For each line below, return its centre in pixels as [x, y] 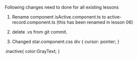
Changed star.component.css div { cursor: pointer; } [65, 41]
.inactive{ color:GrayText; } [32, 51]
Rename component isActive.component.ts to [59, 17]
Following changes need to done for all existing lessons [62, 7]
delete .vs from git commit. [40, 32]
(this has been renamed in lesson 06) [95, 22]
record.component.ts [33, 22]
